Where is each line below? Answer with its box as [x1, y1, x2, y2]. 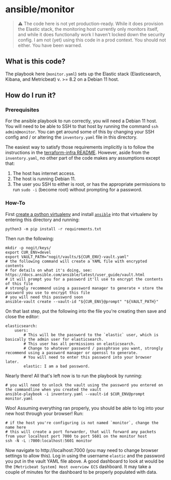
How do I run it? [5, 91, 56, 100]
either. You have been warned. [17, 42, 83, 48]
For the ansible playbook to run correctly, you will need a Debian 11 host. [5, 118, 157, 124]
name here [5, 425, 27, 430]
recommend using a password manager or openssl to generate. [5, 350, 138, 355]
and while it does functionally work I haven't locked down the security [17, 31, 165, 37]
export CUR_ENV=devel [5, 250, 52, 255]
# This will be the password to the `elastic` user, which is [23, 332, 159, 337]
